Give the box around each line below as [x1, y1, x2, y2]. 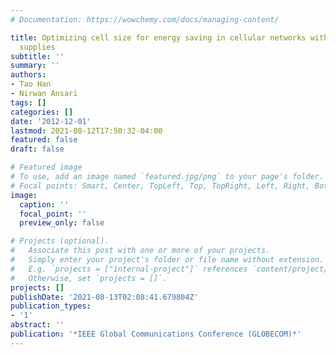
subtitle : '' [10, 51, 65, 61]
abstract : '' [10, 320, 65, 330]
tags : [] [10, 97, 47, 108]
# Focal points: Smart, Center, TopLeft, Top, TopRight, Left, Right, [10, 181, 311, 191]
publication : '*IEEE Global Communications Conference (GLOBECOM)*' [10, 329, 302, 339]
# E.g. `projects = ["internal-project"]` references [10, 264, 248, 274]
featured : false [10, 135, 78, 145]
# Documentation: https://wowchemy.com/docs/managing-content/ [10, 14, 280, 25]
